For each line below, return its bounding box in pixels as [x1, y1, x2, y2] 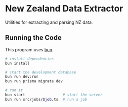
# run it [5, 88, 23, 93]
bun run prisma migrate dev [5, 79, 63, 84]
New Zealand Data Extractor [5, 3, 124, 14]
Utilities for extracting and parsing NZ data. [5, 19, 93, 25]
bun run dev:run [5, 74, 39, 79]
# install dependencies [5, 56, 54, 61]
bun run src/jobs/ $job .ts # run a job [5, 97, 87, 102]
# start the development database [5, 70, 77, 74]
